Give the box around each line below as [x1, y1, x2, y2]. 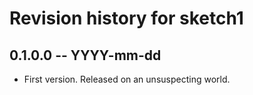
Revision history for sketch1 [9, 7, 244, 30]
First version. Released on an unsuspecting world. [23, 73, 231, 85]
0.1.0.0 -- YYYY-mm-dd [9, 47, 162, 64]
